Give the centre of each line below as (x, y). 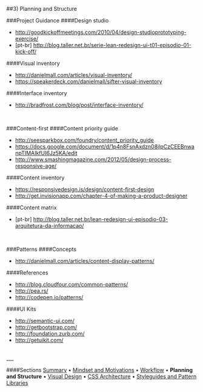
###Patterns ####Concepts (42, 249)
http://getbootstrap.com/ (46, 327)
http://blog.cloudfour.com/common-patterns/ (72, 284)
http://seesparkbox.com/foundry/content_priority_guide (85, 140)
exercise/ (27, 38)
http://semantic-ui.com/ (45, 321)
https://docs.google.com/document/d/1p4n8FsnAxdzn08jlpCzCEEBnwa (105, 147)
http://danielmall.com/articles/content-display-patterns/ (85, 261)
